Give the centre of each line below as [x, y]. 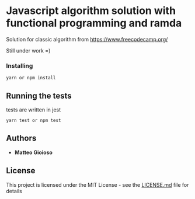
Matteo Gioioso [33, 152]
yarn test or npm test [34, 121]
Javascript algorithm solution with [91, 11]
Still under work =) [28, 50]
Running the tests [39, 95]
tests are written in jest [34, 110]
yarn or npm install [31, 78]
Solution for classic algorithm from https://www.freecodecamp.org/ [87, 39]
